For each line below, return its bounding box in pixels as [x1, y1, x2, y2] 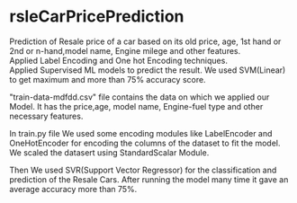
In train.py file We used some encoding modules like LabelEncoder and [9, 128, 273, 138]
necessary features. [9, 110, 84, 121]
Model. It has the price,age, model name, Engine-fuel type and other [9, 101, 264, 111]
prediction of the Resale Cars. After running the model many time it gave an [9, 173, 289, 185]
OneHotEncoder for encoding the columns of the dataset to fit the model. [9, 137, 281, 148]
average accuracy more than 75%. [9, 183, 138, 194]
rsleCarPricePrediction [9, 6, 184, 27]
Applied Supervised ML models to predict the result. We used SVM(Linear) [9, 65, 286, 75]
